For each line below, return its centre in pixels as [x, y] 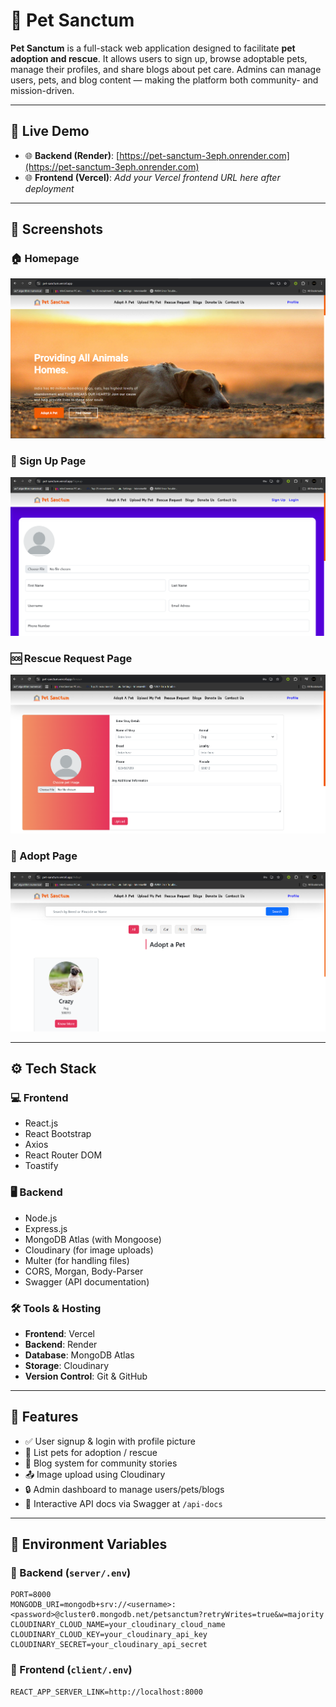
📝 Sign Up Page [48, 461]
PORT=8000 [31, 1595]
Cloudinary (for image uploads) [89, 1250]
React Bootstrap [58, 1134]
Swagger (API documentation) [87, 1281]
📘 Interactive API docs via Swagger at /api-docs [123, 1503]
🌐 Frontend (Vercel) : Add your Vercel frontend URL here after [152, 177]
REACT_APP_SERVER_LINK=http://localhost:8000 [106, 1692]
